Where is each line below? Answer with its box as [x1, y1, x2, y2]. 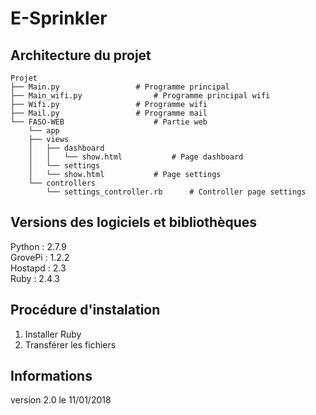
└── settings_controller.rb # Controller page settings [46, 187, 307, 197]
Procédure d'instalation [10, 302, 161, 319]
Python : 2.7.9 [10, 240, 67, 252]
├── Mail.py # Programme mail [10, 108, 208, 118]
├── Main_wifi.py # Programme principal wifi [10, 91, 271, 101]
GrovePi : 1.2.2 [10, 251, 70, 263]
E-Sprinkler [10, 7, 108, 30]
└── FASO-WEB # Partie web [10, 117, 208, 127]
